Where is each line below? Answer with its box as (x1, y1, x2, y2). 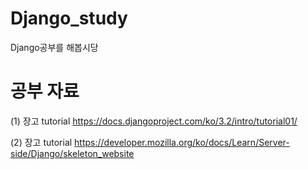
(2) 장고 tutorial (10, 136, 73, 148)
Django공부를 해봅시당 (10, 41, 99, 53)
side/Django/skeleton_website (10, 147, 135, 159)
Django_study (10, 7, 128, 30)
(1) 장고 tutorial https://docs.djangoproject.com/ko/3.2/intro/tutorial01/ (10, 115, 298, 127)
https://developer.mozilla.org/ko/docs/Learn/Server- (74, 136, 290, 148)
